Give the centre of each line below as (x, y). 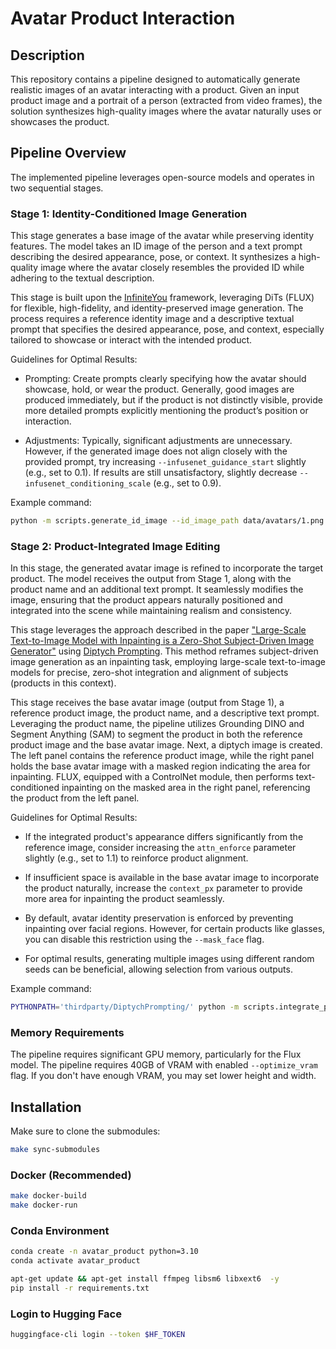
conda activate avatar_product (75, 1261)
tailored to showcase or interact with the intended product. (131, 340)
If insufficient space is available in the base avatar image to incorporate (172, 878)
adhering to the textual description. (82, 278)
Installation (46, 1107)
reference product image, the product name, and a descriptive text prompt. (165, 713)
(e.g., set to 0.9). (187, 483)
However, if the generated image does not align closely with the (156, 451)
